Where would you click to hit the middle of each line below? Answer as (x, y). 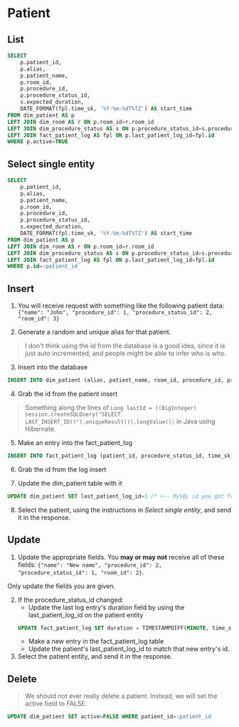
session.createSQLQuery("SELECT (73, 414)
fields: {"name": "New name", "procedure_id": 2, (90, 565)
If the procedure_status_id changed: (70, 600)
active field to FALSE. (56, 704)
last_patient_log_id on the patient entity (86, 614)
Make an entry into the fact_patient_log (75, 443)
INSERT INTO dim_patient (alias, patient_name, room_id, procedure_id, (116, 380)
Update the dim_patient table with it (70, 483)
